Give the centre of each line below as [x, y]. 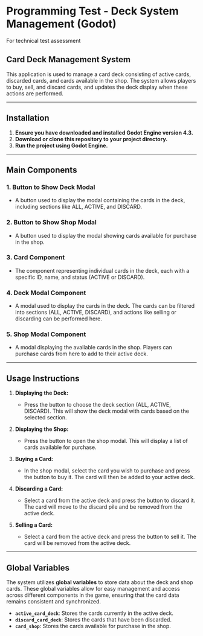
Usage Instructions [43, 378]
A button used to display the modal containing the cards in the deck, [100, 200]
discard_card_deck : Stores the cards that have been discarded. [93, 620]
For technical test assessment [43, 40]
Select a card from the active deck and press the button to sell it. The [110, 537]
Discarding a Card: [39, 489]
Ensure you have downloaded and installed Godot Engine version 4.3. [104, 132]
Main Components [42, 170]
